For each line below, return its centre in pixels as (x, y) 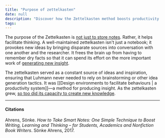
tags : (11, 23)
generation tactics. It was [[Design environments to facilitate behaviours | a (81, 83)
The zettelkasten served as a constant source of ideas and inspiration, (76, 73)
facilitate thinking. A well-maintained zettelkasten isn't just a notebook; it (78, 43)
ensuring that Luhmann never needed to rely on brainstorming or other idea (82, 78)
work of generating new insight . (37, 63)
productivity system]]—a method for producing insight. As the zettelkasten (81, 88)
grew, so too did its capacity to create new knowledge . (60, 93)
